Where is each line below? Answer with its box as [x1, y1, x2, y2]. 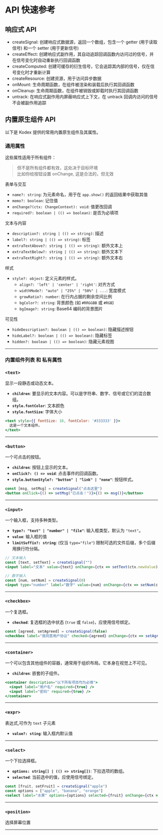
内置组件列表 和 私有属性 [5, 357, 62, 364]
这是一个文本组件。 [9, 423, 42, 428]
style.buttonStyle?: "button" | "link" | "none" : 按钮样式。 [12, 477, 136, 483]
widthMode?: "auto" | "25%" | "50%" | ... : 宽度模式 [19, 288, 126, 294]
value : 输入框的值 [12, 534, 47, 539]
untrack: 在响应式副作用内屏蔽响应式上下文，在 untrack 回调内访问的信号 [12, 94, 158, 100]
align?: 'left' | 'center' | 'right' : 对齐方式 [19, 281, 115, 287]
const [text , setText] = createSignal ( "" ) [5, 560, 92, 565]
